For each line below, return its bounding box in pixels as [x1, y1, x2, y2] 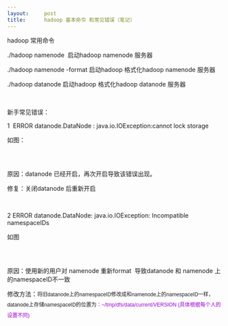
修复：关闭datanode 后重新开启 [7, 184, 96, 192]
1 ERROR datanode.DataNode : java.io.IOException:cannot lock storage [7, 121, 209, 130]
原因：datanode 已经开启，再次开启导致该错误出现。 [7, 170, 157, 178]
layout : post [7, 10, 57, 17]
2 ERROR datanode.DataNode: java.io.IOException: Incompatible [7, 211, 189, 220]
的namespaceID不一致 [7, 275, 71, 283]
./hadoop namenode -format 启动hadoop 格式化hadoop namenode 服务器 [7, 65, 216, 73]
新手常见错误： [7, 108, 49, 116]
